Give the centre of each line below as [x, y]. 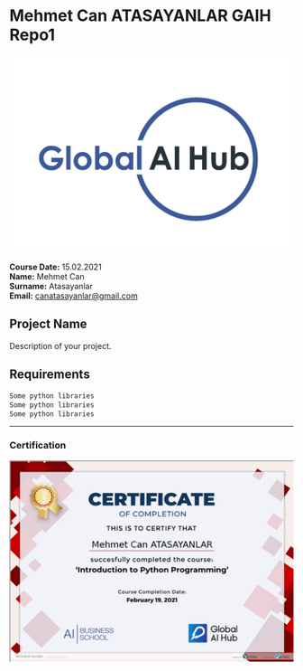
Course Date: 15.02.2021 [55, 267]
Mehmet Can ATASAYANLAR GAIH [141, 16]
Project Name [48, 324]
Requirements [50, 375]
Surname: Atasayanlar [51, 286]
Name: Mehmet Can [47, 276]
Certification [38, 446]
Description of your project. [60, 345]
